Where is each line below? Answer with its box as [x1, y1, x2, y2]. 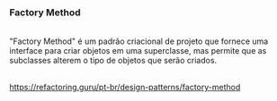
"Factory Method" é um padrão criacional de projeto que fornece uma [9, 36, 269, 46]
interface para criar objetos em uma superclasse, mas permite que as [9, 46, 267, 56]
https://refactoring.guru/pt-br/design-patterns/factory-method [9, 82, 241, 93]
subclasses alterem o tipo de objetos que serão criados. [9, 55, 218, 66]
